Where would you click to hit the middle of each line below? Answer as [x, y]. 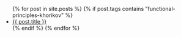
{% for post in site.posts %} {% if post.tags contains [78, 9]
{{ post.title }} [29, 22]
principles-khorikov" [38, 15]
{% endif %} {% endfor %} [46, 28]
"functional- [160, 9]
